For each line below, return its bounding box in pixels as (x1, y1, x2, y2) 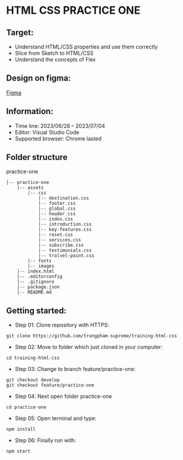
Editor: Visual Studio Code (14, 128, 79, 136)
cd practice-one (6, 404, 46, 410)
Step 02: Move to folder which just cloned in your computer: (14, 344, 163, 351)
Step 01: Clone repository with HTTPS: (14, 321, 109, 329)
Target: (6, 27, 34, 38)
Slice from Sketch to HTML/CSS (14, 50, 94, 57)
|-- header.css (38, 211, 76, 217)
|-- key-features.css (38, 226, 92, 233)
